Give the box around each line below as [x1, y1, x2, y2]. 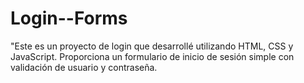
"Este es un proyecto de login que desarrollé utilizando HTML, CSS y [10, 40, 294, 52]
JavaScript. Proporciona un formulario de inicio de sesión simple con [10, 50, 295, 62]
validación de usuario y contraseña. [10, 61, 158, 73]
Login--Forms [10, 7, 128, 30]
